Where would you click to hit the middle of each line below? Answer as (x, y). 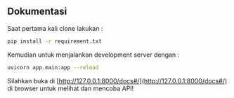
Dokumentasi (37, 12)
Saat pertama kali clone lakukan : (55, 28)
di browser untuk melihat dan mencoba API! (71, 88)
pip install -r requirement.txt (54, 41)
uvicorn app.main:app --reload (53, 67)
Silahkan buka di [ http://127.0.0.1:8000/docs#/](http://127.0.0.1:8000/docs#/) (117, 80)
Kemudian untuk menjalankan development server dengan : (93, 55)
